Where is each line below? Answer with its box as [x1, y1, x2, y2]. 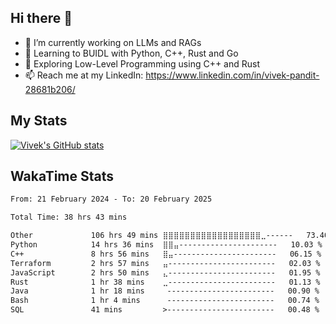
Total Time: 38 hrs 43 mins [10, 212, 128, 223]
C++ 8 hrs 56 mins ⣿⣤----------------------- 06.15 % [10, 249, 322, 259]
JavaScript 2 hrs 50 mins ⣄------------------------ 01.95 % [10, 267, 321, 278]
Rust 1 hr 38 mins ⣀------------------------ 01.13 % [10, 277, 321, 287]
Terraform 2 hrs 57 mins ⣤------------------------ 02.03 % [10, 258, 321, 268]
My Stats [10, 112, 68, 130]
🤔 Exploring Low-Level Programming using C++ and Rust [24, 57, 261, 70]
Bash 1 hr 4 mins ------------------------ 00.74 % [10, 296, 320, 306]
